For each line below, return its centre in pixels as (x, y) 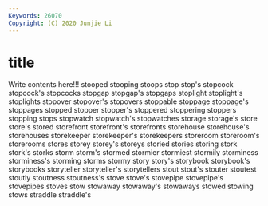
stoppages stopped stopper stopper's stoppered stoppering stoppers (122, 110)
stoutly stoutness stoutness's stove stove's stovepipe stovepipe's (116, 178)
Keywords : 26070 (35, 16)
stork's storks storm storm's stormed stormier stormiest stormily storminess (134, 153)
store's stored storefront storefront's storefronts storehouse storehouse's (129, 127)
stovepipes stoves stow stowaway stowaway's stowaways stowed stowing (131, 186)
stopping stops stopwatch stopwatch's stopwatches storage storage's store (133, 119)
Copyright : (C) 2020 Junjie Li (60, 23)
